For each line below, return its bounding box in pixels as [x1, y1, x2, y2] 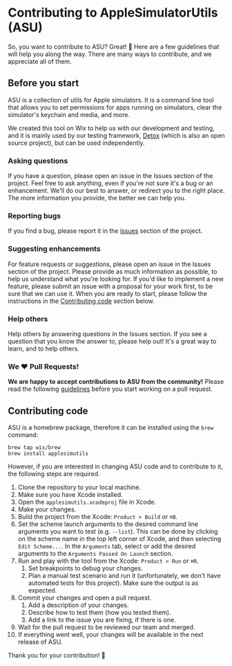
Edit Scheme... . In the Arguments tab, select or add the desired [17, 542, 196, 550]
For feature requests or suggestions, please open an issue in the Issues [8, 260, 211, 268]
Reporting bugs [8, 211, 61, 220]
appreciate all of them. [8, 57, 72, 65]
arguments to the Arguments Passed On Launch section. [17, 550, 173, 558]
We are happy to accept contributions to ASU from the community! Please [8, 378, 224, 386]
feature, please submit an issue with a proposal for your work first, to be [8, 282, 213, 290]
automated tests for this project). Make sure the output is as [28, 579, 199, 587]
